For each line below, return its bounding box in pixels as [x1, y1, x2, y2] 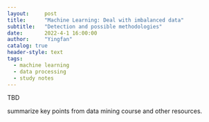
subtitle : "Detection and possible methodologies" [7, 23, 163, 30]
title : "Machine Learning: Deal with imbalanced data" [7, 17, 185, 24]
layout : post [7, 10, 57, 17]
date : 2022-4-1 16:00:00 [7, 29, 98, 37]
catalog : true [7, 42, 48, 49]
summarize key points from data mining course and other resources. [7, 107, 203, 115]
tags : [7, 55, 23, 62]
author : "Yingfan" [7, 36, 73, 43]
